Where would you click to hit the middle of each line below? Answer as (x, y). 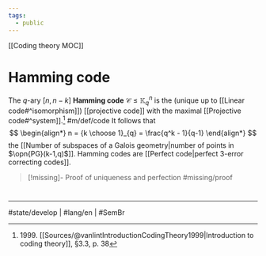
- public (30, 23)
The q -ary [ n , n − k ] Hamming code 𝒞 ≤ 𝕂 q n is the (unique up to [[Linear (127, 100)
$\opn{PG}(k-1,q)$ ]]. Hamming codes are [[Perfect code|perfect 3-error (126, 153)
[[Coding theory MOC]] (46, 45)
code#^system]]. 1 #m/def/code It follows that (82, 119)
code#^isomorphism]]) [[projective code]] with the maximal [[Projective (125, 111)
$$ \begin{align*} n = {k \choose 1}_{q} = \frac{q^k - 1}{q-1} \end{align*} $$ (133, 133)
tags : (17, 15)
